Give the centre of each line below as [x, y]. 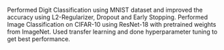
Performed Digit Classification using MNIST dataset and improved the [105, 10]
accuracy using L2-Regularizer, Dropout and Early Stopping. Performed [108, 17]
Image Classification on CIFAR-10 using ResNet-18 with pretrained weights [112, 24]
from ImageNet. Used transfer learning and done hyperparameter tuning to [112, 32]
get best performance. [39, 39]
